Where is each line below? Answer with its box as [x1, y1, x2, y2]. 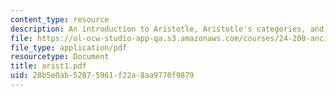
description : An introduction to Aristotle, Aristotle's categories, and [10, 24, 325, 34]
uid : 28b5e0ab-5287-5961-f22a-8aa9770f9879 [10, 71, 195, 81]
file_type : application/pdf [10, 42, 128, 53]
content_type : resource [10, 14, 110, 25]
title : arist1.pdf [10, 61, 87, 71]
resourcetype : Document [10, 52, 110, 62]
